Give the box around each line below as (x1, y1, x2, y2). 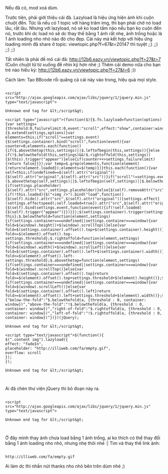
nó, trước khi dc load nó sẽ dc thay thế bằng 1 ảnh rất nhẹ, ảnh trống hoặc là (5, 31, 162, 36)
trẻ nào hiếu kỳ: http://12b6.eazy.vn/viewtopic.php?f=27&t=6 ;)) (5, 67, 136, 73)
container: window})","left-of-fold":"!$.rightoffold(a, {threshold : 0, (5, 311, 162, 316)
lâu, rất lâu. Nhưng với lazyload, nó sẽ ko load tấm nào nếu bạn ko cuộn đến (5, 25, 161, 31)
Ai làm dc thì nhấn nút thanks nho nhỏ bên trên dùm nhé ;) (5, 463, 125, 469)
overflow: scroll (5, 350, 41, 355)
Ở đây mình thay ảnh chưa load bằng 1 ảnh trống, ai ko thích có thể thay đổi (5, 435, 160, 441)
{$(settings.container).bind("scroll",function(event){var (5, 139, 131, 144)
